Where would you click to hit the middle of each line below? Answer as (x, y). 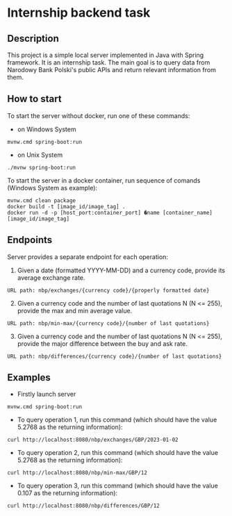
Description (33, 39)
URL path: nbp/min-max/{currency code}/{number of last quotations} (108, 323)
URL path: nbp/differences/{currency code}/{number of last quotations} (115, 356)
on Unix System (40, 155)
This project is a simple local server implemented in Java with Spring (106, 55)
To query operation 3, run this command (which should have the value (118, 486)
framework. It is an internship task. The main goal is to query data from (109, 63)
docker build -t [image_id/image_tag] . (67, 206)
